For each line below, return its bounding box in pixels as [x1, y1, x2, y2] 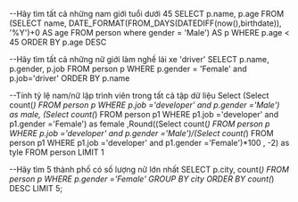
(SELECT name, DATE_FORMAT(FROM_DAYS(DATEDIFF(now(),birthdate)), [9, 18, 283, 28]
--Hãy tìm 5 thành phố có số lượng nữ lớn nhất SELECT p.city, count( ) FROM [9, 165, 290, 174]
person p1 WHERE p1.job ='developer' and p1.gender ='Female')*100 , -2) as [9, 138, 290, 148]
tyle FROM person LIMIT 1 [9, 147, 104, 158]
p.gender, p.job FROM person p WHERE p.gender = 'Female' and [9, 63, 247, 74]
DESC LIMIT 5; [9, 183, 63, 193]
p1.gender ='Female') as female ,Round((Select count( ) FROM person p [9, 118, 270, 129]
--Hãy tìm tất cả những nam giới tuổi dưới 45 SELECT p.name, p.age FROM [9, 9, 285, 19]
